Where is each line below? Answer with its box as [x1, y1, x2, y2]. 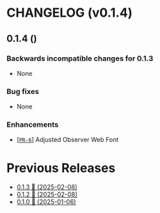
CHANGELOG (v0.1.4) [6, 5, 133, 21]
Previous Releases [6, 160, 115, 175]
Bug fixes [6, 86, 40, 96]
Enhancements [6, 120, 59, 129]
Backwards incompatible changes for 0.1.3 [6, 54, 154, 63]
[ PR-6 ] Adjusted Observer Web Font [16, 136, 119, 144]
